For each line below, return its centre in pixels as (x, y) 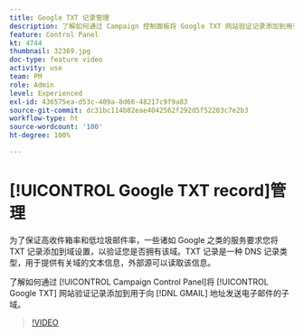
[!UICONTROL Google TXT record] (140, 191)
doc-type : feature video (56, 60)
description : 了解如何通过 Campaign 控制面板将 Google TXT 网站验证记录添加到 (148, 26)
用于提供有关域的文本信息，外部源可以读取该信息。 (120, 262)
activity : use (36, 69)
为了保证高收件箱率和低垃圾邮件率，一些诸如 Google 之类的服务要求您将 (144, 239)
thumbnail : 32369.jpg (50, 51)
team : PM (26, 77)
